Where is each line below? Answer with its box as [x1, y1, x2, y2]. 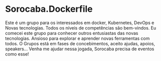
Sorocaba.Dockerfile [5, 3, 93, 15]
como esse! [5, 51, 29, 57]
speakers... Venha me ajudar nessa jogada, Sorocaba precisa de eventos [5, 46, 155, 52]
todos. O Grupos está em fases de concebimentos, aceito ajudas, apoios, [5, 40, 156, 46]
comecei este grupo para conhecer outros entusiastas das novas [5, 30, 138, 36]
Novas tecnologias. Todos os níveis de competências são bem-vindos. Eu [5, 25, 157, 30]
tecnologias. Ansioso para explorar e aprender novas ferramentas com [5, 35, 150, 41]
